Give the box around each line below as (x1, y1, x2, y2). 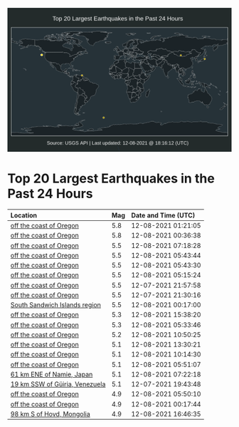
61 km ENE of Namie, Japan (10, 370, 93, 379)
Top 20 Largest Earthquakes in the (7, 170, 215, 186)
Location (10, 211, 38, 220)
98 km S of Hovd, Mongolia (10, 409, 90, 418)
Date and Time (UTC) (131, 211, 196, 220)
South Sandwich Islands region (10, 301, 102, 309)
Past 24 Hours (7, 185, 93, 202)
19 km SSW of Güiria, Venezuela (10, 380, 106, 389)
